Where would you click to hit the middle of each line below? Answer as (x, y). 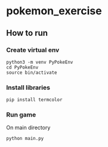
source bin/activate (32, 73)
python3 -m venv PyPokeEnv (40, 62)
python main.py (25, 139)
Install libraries (28, 87)
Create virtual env (33, 50)
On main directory (28, 128)
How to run (27, 33)
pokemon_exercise (54, 11)
